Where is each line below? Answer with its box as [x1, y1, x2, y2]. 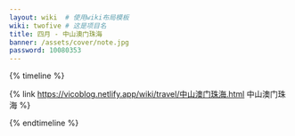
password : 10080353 [9, 46, 82, 55]
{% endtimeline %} [9, 117, 79, 129]
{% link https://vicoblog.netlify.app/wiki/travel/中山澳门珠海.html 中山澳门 [9, 89, 278, 100]
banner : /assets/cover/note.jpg [9, 37, 129, 47]
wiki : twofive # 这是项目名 [9, 21, 107, 30]
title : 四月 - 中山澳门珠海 [9, 29, 102, 38]
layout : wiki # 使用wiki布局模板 [9, 12, 129, 22]
